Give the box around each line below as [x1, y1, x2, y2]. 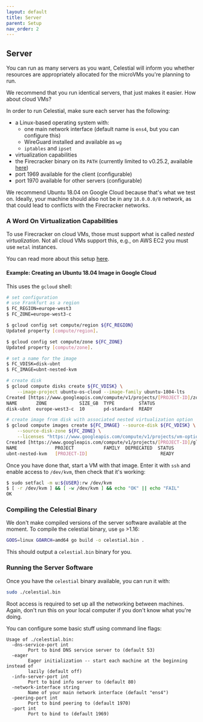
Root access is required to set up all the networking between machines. [6, 600, 184, 607]
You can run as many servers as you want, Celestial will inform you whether [6, 64, 195, 72]
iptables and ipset [24, 145, 72, 152]
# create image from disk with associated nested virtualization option [6, 417, 193, 423]
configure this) [24, 132, 61, 140]
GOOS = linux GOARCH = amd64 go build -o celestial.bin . [6, 538, 145, 544]
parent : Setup [6, 20, 42, 26]
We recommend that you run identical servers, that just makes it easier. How [6, 89, 196, 96]
